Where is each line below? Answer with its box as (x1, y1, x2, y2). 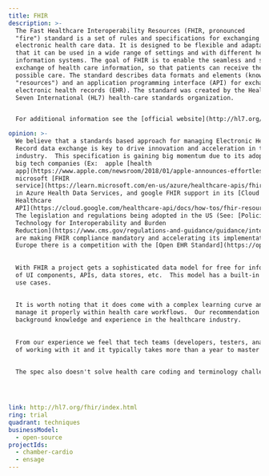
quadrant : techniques (8, 418, 81, 426)
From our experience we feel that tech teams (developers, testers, (15, 338, 249, 346)
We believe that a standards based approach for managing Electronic (15, 137, 252, 145)
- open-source (15, 434, 62, 442)
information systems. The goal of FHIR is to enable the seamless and (15, 57, 256, 65)
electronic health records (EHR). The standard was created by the (15, 86, 246, 95)
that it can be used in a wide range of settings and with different (15, 49, 252, 57)
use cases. (15, 278, 52, 287)
